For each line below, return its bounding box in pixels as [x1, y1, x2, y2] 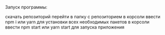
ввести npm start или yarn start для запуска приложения [5, 24, 125, 30]
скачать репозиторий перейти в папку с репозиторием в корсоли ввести [5, 14, 161, 19]
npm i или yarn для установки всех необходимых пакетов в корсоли [5, 19, 150, 25]
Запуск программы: [5, 4, 48, 10]
